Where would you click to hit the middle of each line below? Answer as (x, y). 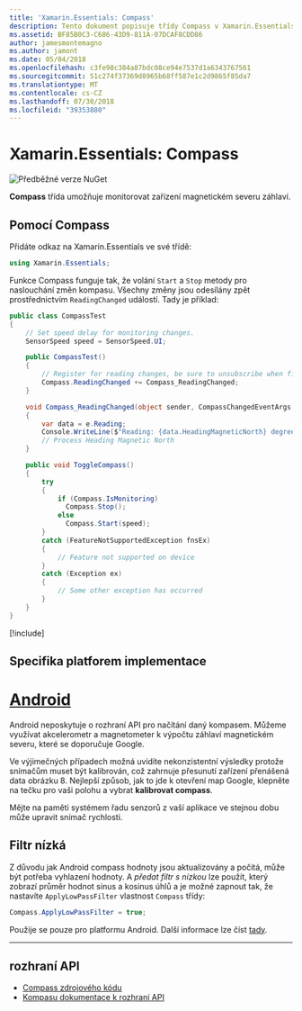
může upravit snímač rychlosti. (66, 817)
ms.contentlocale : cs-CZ (56, 93)
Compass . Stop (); (96, 507)
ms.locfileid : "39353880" (58, 110)
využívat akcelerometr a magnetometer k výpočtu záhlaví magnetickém (142, 734)
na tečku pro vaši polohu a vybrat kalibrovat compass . (111, 790)
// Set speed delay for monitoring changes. (110, 333)
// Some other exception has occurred (130, 591)
